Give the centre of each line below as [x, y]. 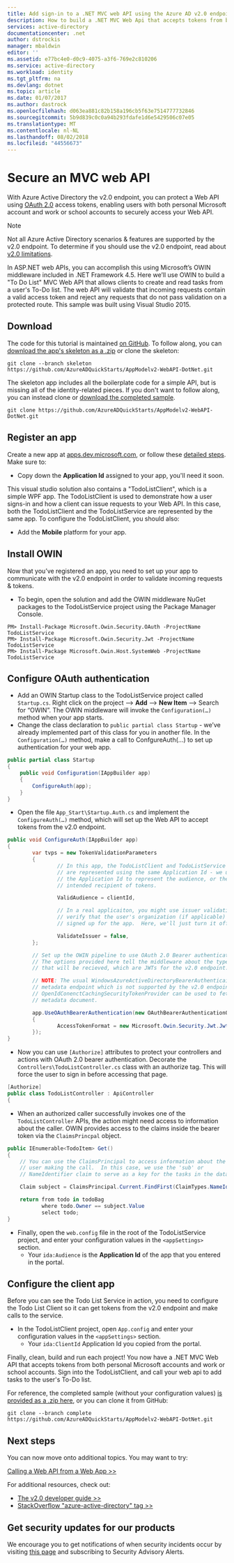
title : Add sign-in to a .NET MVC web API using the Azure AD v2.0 [107, 14]
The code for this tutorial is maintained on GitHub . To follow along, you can [115, 343]
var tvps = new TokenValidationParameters [95, 853]
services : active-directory [48, 27]
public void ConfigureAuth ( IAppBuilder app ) [73, 840]
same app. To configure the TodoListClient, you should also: [93, 518]
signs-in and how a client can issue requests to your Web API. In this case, [114, 504]
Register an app [42, 438]
